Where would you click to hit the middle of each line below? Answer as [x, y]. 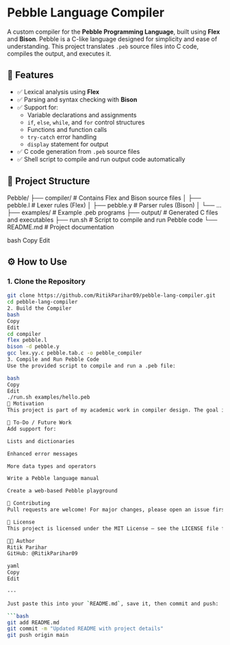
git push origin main [38, 635]
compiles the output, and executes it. [59, 54]
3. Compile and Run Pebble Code [53, 359]
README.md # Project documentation [61, 227]
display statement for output [68, 144]
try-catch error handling [62, 137]
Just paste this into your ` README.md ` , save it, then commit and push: [113, 603]
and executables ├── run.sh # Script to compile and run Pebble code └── [112, 219]
